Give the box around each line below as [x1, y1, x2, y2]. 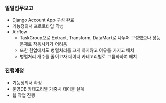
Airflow [12, 29, 27, 35]
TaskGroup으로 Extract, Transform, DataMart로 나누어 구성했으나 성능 [19, 35, 161, 41]
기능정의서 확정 [12, 79, 42, 86]
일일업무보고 [5, 4, 34, 11]
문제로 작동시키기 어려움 [19, 41, 68, 47]
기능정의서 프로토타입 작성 [12, 23, 64, 29]
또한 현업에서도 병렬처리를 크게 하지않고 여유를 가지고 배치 [19, 47, 135, 53]
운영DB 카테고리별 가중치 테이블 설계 [12, 86, 85, 92]
